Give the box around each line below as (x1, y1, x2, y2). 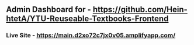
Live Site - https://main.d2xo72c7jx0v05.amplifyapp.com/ (6, 32, 176, 40)
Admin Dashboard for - (6, 5, 92, 15)
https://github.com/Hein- (92, 5, 188, 15)
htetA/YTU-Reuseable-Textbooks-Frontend (6, 14, 169, 24)
